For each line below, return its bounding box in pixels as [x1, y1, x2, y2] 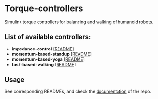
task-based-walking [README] [11, 61, 76, 67]
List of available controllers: [4, 33, 91, 41]
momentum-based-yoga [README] [11, 56, 85, 62]
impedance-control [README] [11, 46, 74, 51]
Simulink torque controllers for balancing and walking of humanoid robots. [4, 19, 154, 25]
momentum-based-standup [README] [11, 51, 92, 57]
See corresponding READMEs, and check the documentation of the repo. [4, 88, 152, 94]
